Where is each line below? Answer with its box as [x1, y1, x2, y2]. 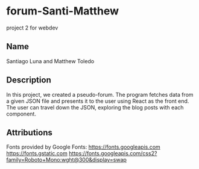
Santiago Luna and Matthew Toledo [6, 57, 95, 64]
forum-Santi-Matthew [6, 4, 119, 18]
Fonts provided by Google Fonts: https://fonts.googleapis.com [6, 143, 161, 151]
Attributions [6, 128, 53, 138]
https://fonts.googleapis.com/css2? [68, 150, 157, 157]
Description [6, 75, 51, 85]
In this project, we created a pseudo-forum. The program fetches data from [6, 91, 194, 98]
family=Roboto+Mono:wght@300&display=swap [6, 156, 127, 164]
